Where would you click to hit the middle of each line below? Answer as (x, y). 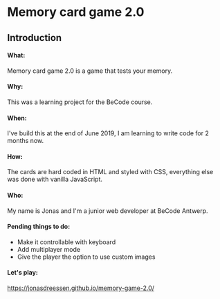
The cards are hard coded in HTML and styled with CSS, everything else (110, 172)
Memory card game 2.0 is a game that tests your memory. (90, 71)
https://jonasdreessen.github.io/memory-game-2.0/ (81, 288)
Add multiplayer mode (49, 249)
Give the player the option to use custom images (86, 257)
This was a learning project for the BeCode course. (80, 102)
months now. (25, 141)
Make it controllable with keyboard (66, 242)
